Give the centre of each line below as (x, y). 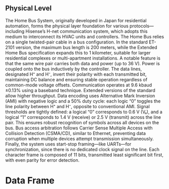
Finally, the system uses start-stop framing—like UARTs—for (68, 144)
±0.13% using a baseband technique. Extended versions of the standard (80, 90)
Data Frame (30, 180)
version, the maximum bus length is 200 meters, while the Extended (86, 47)
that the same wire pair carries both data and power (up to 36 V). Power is (83, 63)
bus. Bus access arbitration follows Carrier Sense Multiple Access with (79, 128)
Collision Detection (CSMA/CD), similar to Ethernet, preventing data (75, 133)
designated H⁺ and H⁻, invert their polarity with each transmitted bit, (76, 74)
